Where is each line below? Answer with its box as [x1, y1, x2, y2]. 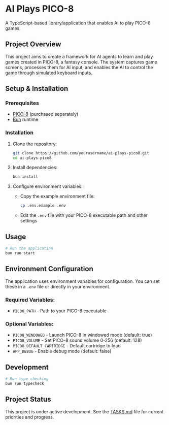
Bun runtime [12, 116, 39, 122]
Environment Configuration [5, 265, 93, 273]
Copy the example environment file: [20, 193, 95, 200]
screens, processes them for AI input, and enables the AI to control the [5, 64, 153, 70]
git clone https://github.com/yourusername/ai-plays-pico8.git [12, 150, 150, 155]
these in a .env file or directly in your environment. [5, 283, 111, 289]
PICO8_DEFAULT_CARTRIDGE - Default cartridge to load [12, 343, 121, 349]
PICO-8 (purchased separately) [12, 111, 79, 117]
